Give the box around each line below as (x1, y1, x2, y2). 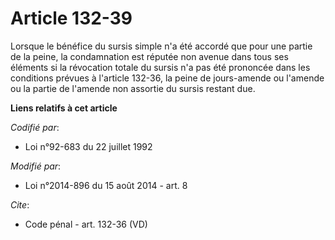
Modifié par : (10, 160, 62, 172)
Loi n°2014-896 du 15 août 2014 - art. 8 (24, 179, 188, 191)
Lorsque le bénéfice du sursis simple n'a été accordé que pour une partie (10, 40, 313, 52)
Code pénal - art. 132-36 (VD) (24, 218, 148, 230)
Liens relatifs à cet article (10, 102, 118, 114)
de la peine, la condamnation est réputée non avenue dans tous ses (10, 50, 289, 62)
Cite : (10, 198, 30, 211)
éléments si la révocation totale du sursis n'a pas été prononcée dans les (10, 61, 311, 73)
